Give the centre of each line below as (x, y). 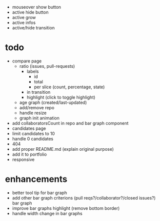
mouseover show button (37, 7)
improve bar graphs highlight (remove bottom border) (66, 208)
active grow (24, 17)
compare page (27, 61)
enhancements (36, 179)
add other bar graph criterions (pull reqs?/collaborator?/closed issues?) (84, 198)
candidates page (29, 128)
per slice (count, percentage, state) (69, 87)
